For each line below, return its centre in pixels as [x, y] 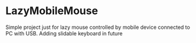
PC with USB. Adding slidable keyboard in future [64, 33]
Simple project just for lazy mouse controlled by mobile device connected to [98, 27]
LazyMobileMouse [52, 11]
